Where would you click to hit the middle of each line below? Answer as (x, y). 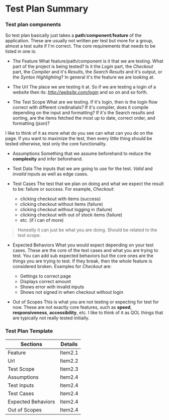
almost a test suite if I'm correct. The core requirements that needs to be (80, 46)
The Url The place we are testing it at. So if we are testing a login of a (84, 87)
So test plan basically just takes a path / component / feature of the (73, 35)
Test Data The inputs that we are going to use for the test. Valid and (82, 169)
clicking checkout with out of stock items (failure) (71, 215)
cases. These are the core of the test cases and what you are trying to (85, 250)
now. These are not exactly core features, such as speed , (72, 307)
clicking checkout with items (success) (60, 199)
